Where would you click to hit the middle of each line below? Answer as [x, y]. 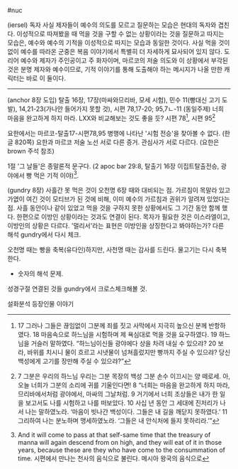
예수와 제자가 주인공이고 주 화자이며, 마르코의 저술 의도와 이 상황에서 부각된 [124, 60]
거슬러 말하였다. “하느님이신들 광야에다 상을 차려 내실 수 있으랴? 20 [124, 343]
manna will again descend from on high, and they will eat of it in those [119, 443]
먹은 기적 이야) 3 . [56, 175]
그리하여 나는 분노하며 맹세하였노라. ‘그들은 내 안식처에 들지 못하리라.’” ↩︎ [118, 421]
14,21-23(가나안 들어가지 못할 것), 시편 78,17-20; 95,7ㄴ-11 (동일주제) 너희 [121, 109]
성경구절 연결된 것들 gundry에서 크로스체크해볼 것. [77, 289]
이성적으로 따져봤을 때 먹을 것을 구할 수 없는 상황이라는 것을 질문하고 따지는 [120, 34]
